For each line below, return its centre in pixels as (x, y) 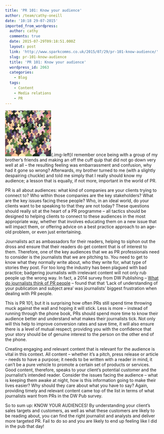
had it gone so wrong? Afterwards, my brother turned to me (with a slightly (80, 170)
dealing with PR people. (29, 293)
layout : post (23, 47)
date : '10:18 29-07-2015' (31, 21)
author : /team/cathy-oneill (34, 15)
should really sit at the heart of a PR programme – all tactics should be (76, 211)
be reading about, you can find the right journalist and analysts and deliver (80, 416)
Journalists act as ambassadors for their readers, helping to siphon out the (80, 241)
